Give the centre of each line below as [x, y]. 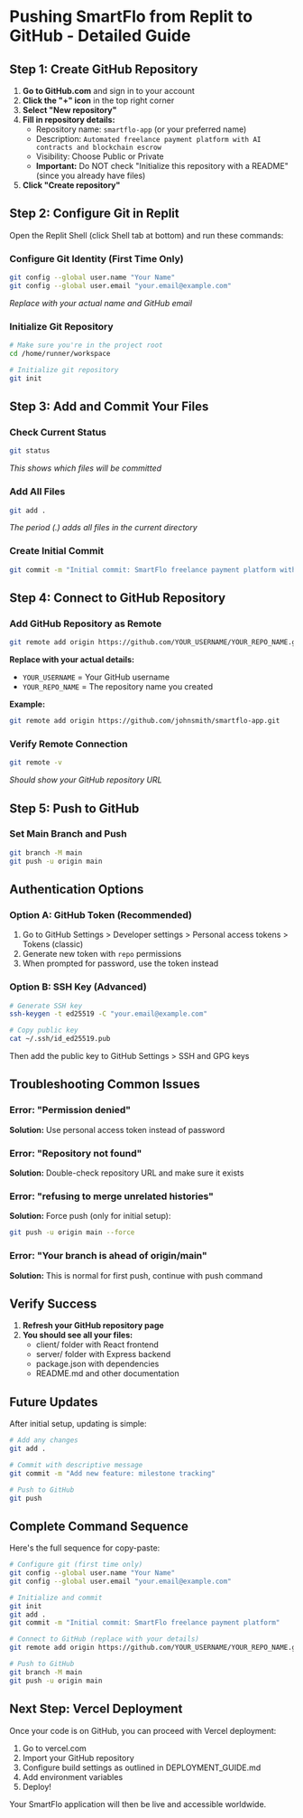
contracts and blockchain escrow [99, 147]
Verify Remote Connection [69, 744]
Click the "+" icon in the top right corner [98, 100]
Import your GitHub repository [78, 1757]
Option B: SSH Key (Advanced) [78, 987]
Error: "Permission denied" [70, 1110]
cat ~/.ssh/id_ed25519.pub [60, 1039]
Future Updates [54, 1402]
